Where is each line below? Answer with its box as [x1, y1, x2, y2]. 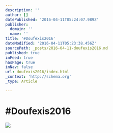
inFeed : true [5, 55, 33, 60]
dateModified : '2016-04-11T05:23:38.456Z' [5, 41, 97, 46]
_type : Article [5, 79, 38, 84]
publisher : [5, 21, 29, 27]
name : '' [10, 31, 29, 36]
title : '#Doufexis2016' [5, 36, 56, 41]
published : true [5, 50, 40, 55]
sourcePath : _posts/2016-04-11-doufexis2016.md [5, 46, 108, 51]
